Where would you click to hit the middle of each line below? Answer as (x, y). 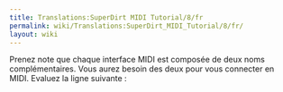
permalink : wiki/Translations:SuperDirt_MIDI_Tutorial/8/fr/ (127, 26)
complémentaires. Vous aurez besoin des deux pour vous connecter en (142, 69)
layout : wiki (34, 34)
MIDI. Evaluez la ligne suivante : (68, 79)
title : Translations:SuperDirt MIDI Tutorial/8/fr (106, 17)
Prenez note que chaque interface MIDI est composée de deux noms (137, 60)
